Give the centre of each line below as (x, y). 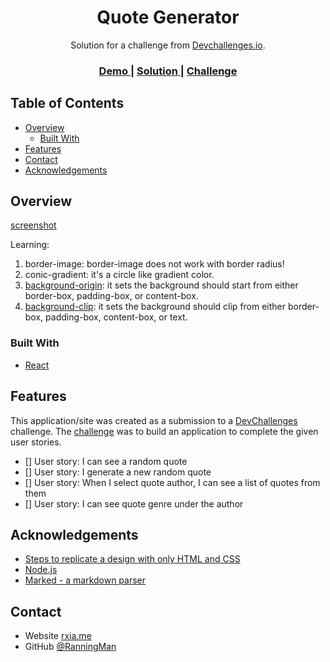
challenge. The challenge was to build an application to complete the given (164, 431)
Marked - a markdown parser (85, 580)
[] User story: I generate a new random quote (118, 472)
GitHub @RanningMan (70, 647)
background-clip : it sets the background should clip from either (155, 307)
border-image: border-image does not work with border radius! (154, 264)
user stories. (36, 442)
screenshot (33, 225)
